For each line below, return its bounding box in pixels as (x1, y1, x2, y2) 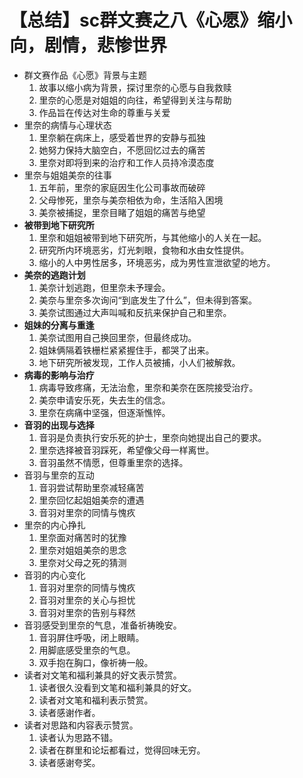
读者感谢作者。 (38, 706, 101, 718)
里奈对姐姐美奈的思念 (38, 544, 127, 556)
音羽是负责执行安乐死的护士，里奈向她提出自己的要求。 (38, 431, 267, 443)
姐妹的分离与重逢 (23, 319, 95, 331)
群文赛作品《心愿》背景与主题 (23, 69, 147, 81)
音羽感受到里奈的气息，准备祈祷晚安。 (23, 619, 182, 631)
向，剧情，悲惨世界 (9, 34, 168, 57)
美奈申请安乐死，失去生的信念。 (38, 394, 171, 406)
